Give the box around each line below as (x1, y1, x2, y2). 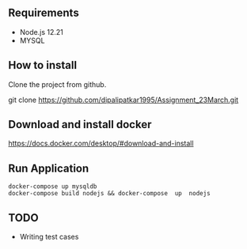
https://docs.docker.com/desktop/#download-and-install (8, 138, 194, 149)
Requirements (8, 6, 79, 20)
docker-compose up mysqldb (8, 183, 97, 191)
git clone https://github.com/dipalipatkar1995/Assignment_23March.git (8, 95, 239, 104)
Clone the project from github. (8, 79, 107, 89)
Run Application (8, 161, 89, 175)
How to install (8, 58, 78, 72)
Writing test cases (19, 232, 79, 242)
